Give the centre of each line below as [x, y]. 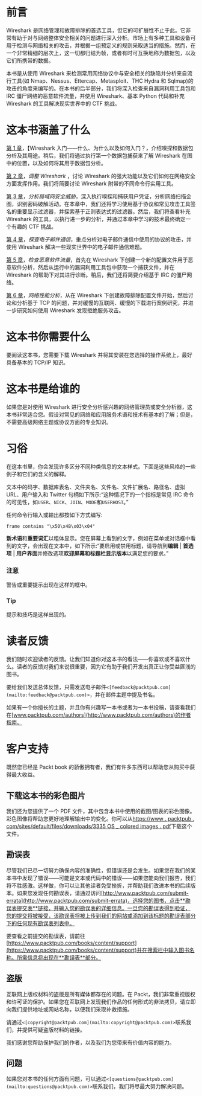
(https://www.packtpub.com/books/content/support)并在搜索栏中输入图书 [98, 950]
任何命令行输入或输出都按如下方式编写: [55, 514]
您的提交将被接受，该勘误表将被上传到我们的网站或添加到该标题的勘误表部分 [101, 915]
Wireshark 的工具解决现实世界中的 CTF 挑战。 [63, 103]
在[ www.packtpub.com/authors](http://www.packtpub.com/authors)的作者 [99, 715]
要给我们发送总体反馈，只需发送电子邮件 [56, 687]
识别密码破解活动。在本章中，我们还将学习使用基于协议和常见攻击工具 [103, 203]
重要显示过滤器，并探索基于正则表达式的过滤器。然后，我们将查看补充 [103, 211]
